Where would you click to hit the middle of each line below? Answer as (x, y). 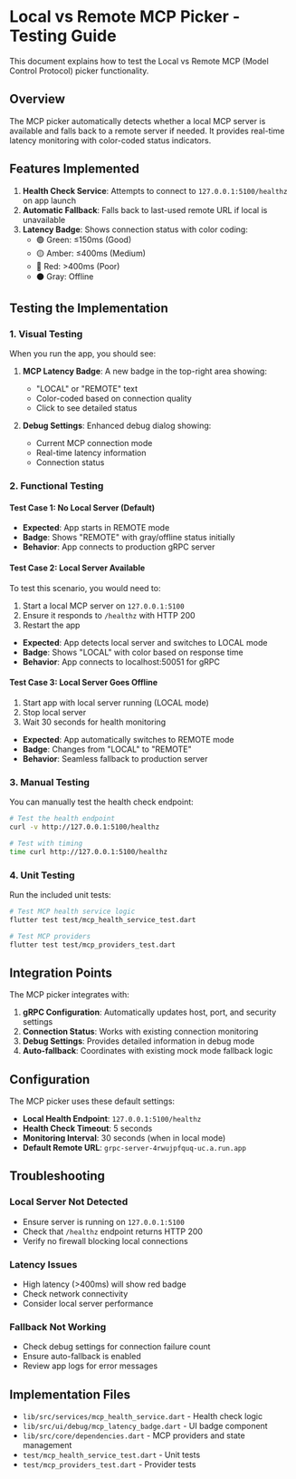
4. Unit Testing (42, 875)
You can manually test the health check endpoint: (102, 802)
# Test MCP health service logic (72, 911)
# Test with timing (46, 843)
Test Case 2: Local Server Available (77, 568)
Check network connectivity (75, 1293)
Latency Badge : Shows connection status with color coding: (135, 229)
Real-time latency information (91, 453)
